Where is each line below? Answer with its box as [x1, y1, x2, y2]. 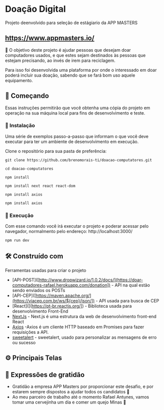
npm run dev [5, 238, 29, 243]
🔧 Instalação [5, 122, 35, 129]
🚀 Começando [5, 92, 49, 100]
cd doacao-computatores [5, 166, 54, 171]
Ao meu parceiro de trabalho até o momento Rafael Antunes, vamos [12, 394, 149, 400]
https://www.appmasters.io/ [5, 34, 94, 42]
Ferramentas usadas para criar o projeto [5, 267, 87, 273]
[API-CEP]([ [12, 293, 36, 298]
